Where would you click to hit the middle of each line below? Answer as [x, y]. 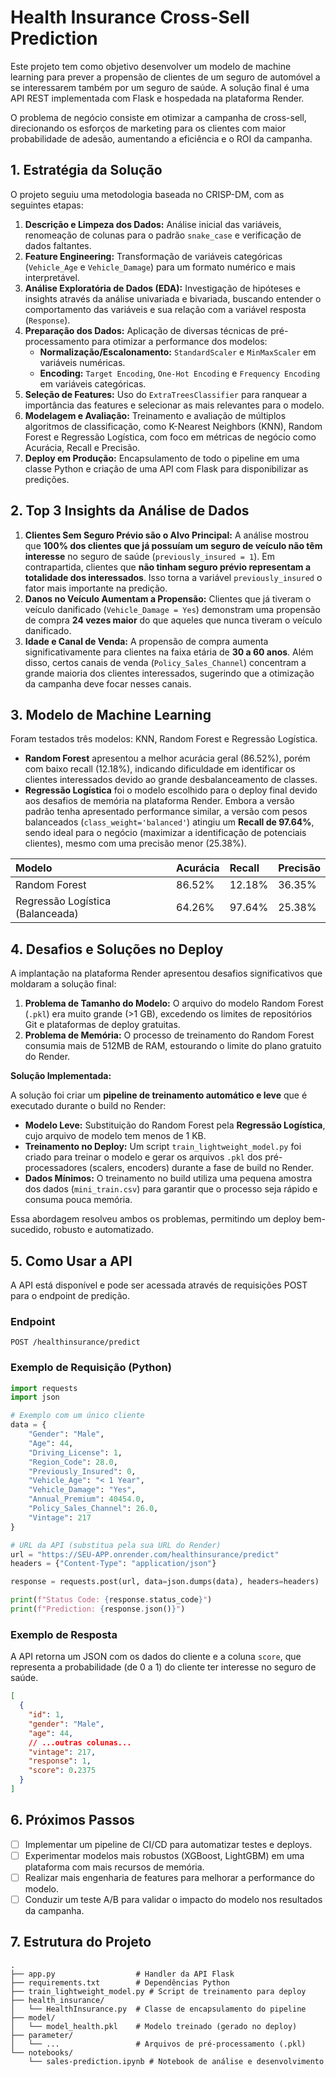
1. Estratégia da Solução [86, 170]
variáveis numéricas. [82, 362]
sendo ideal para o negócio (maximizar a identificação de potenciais [165, 833]
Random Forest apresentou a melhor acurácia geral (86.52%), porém [167, 758]
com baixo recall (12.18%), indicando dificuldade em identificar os [160, 769]
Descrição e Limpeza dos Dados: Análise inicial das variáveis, [153, 224]
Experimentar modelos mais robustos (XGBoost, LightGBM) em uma [164, 1855]
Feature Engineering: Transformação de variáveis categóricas [153, 256]
